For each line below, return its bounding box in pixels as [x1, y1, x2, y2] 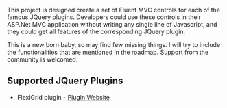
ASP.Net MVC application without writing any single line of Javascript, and [7, 21, 217, 28]
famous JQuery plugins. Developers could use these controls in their [7, 13, 201, 21]
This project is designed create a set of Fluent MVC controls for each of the [7, 6, 221, 14]
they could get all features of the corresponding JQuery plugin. [7, 27, 186, 36]
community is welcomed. [7, 55, 78, 64]
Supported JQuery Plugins [7, 75, 123, 87]
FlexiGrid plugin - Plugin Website [16, 93, 110, 101]
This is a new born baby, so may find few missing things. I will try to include [7, 41, 221, 49]
